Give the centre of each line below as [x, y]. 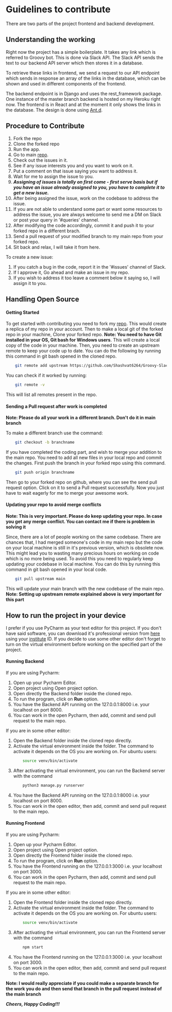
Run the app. [27, 149]
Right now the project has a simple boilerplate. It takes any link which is [81, 52]
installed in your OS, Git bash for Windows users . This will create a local [83, 340]
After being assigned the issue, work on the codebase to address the [86, 198]
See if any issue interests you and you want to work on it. [73, 165]
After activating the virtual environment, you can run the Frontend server [89, 932]
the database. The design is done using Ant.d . [54, 110]
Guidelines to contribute [58, 9]
